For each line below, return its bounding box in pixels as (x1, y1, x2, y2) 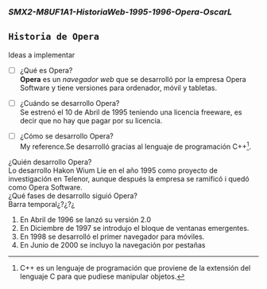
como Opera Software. (8, 182, 83, 192)
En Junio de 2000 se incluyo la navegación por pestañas (19, 240, 206, 249)
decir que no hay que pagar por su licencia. (19, 115, 163, 125)
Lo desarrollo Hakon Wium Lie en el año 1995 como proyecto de (8, 166, 219, 175)
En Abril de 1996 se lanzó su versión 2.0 (19, 214, 152, 225)
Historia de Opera (8, 31, 99, 42)
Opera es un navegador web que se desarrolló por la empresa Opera (19, 74, 246, 84)
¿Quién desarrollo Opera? (8, 157, 92, 166)
